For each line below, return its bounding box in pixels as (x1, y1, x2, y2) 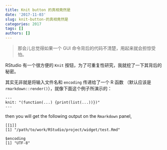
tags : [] (5, 26, 24, 31)
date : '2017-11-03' (5, 12, 46, 17)
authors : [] (5, 31, 30, 36)
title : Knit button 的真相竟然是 (5, 7, 71, 13)
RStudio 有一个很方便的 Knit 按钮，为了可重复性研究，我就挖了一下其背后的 (5, 62, 162, 68)
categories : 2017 (5, 21, 42, 27)
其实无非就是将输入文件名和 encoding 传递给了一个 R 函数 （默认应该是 (5, 79, 151, 85)
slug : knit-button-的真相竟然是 (5, 17, 69, 22)
